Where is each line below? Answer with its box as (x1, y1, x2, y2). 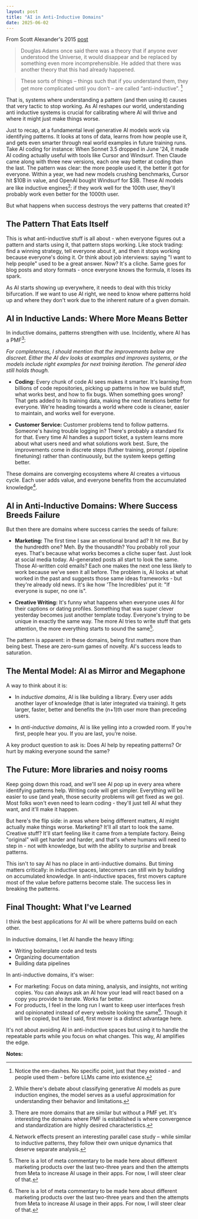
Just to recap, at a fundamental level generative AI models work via (6, 127, 170, 134)
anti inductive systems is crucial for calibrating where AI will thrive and (6, 109, 177, 116)
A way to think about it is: (6, 682, 68, 689)
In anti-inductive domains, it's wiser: (6, 971, 94, 978)
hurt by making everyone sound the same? (6, 747, 110, 754)
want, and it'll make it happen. (6, 805, 79, 813)
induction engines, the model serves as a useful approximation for (14, 1091, 176, 1098)
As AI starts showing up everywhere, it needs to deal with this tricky (6, 284, 171, 291)
